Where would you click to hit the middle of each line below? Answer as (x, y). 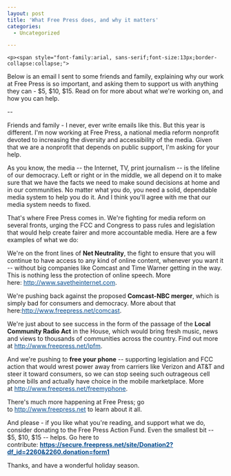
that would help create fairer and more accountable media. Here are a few (112, 232)
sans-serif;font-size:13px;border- (166, 58)
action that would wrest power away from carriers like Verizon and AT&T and (116, 367)
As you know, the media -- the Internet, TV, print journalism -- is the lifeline (113, 168)
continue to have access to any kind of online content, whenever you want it (115, 261)
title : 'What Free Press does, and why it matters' (83, 20)
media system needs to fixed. (49, 205)
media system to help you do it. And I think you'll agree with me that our (109, 197)
